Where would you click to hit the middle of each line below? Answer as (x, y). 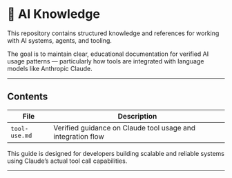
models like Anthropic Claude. (50, 68)
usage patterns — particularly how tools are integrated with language (106, 61)
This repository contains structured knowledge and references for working (113, 33)
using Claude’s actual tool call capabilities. (67, 161)
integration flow (79, 136)
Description (137, 116)
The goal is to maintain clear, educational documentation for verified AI (108, 54)
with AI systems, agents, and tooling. (60, 40)
